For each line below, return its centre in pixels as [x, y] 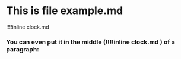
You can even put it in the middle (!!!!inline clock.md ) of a [90, 42]
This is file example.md [65, 11]
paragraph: [23, 49]
